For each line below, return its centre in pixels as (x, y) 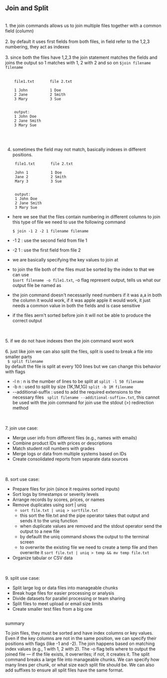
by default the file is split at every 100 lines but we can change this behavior (83, 366)
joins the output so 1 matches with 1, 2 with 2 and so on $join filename (78, 62)
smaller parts (19, 357)
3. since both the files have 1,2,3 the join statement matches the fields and (81, 57)
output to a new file (40, 531)
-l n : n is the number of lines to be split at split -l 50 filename (78, 381)
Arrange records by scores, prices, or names (58, 499)
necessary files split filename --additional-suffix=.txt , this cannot (86, 397)
